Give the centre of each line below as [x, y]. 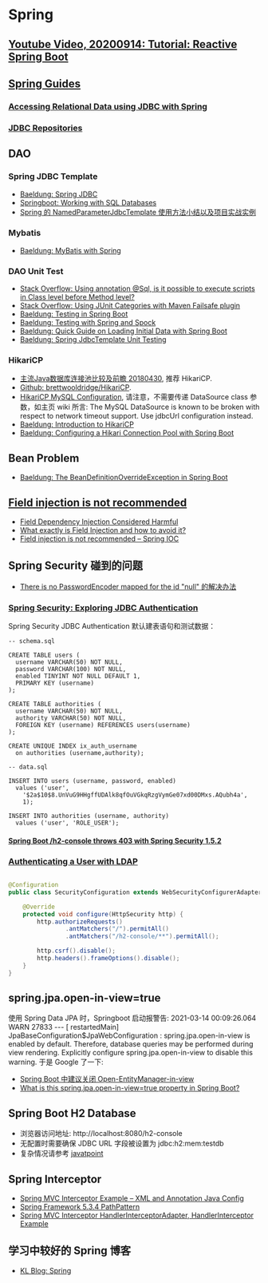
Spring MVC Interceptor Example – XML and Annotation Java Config [132, 1198]
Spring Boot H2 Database [73, 1113]
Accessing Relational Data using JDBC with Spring [108, 106]
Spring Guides [45, 83]
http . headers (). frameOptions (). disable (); [108, 959]
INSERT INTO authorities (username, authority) [89, 816]
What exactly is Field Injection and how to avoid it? [102, 530]
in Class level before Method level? [77, 297]
